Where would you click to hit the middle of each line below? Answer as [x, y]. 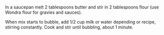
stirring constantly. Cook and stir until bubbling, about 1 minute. [69, 27]
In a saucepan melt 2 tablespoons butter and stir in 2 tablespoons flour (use [82, 7]
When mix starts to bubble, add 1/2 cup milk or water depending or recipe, [81, 22]
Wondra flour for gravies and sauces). [44, 12]
